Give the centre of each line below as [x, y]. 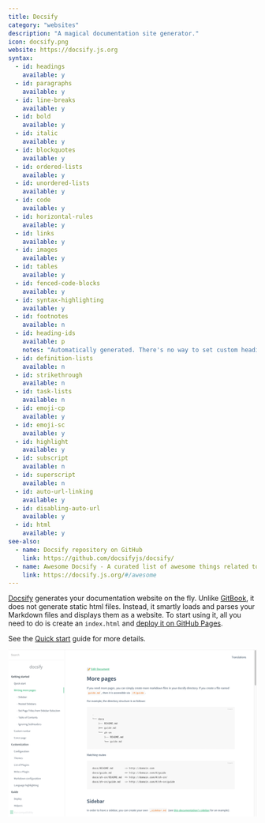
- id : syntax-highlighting [60, 300]
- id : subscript [42, 458]
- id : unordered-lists [52, 183]
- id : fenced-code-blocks [58, 283]
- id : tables [37, 267]
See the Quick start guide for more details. [77, 639]
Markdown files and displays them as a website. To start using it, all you [125, 615]
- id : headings [40, 67]
